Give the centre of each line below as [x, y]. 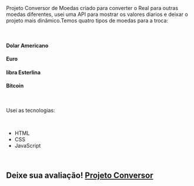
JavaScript [28, 145]
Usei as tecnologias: [31, 110]
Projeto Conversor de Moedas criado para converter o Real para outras [92, 8]
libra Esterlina [24, 72]
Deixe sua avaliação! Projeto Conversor [80, 176]
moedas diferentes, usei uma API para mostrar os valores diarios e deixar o [97, 14]
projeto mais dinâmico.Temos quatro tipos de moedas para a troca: [87, 21]
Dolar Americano [27, 45]
